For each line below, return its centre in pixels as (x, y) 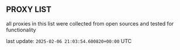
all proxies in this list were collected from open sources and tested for (90, 23)
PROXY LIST (29, 10)
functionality (21, 30)
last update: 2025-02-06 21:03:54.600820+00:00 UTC (69, 41)
